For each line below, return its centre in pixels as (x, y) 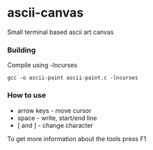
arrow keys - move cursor (54, 110)
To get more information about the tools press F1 (77, 139)
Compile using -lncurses (42, 65)
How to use (27, 95)
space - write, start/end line (57, 118)
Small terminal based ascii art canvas (61, 32)
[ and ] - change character (55, 125)
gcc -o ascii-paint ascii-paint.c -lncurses (73, 78)
